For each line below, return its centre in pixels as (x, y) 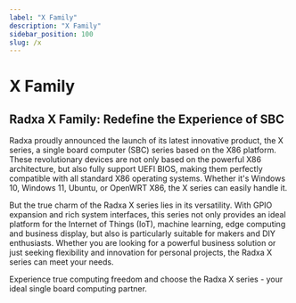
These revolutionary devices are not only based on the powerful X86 (135, 160)
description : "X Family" (55, 26)
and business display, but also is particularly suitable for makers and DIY (143, 233)
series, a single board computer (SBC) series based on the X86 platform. (143, 150)
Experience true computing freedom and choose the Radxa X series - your (146, 279)
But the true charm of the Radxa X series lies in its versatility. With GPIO (141, 205)
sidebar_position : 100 (51, 34)
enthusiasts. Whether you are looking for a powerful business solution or (143, 243)
